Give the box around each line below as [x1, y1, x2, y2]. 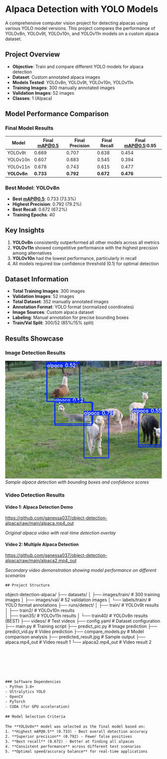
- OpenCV [5, 694, 23, 699]
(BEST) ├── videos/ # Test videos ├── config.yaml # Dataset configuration [5, 618, 161, 624]
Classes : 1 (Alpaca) [12, 95, 53, 101]
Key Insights [5, 226, 45, 235]
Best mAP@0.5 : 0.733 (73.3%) [12, 196, 77, 202]
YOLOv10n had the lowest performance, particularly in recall [12, 255, 137, 261]
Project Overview [5, 50, 60, 59]
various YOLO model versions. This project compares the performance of [5, 25, 156, 31]
